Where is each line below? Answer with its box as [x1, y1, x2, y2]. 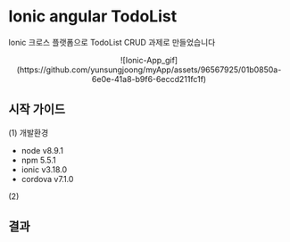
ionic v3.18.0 [21, 163, 68, 175]
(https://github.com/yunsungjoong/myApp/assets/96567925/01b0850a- [16, 64, 282, 75]
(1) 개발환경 [8, 127, 49, 138]
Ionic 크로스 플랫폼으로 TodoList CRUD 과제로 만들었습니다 [8, 37, 216, 47]
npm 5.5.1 [21, 154, 57, 165]
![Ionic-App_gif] [120, 54, 178, 65]
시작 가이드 [8, 102, 66, 117]
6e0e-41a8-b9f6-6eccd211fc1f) [91, 73, 207, 84]
